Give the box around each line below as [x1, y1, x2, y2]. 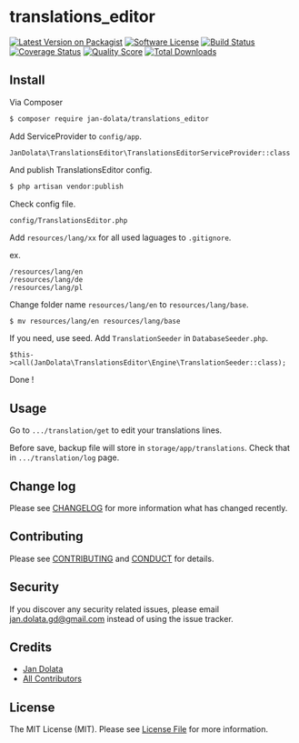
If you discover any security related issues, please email [9, 603, 220, 615]
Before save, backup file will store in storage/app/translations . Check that [9, 443, 291, 454]
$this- [9, 350, 35, 360]
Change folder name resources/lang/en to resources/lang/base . [9, 298, 249, 310]
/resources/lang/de [9, 275, 84, 284]
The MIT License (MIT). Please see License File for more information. [9, 724, 268, 735]
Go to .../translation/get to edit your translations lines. [9, 425, 223, 436]
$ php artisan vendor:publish [9, 182, 125, 191]
